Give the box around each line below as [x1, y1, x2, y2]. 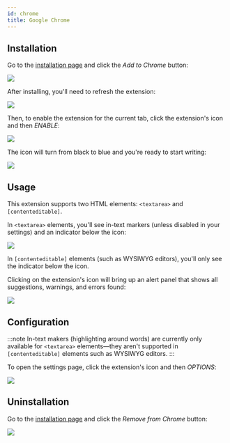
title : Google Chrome [7, 17, 70, 24]
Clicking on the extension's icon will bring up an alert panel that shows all [7, 276, 218, 284]
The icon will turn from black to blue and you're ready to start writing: [7, 148, 207, 157]
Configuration [7, 316, 70, 328]
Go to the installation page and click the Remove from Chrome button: [7, 414, 208, 423]
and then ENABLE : [7, 121, 61, 130]
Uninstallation [7, 396, 70, 408]
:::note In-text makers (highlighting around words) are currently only [7, 334, 202, 343]
